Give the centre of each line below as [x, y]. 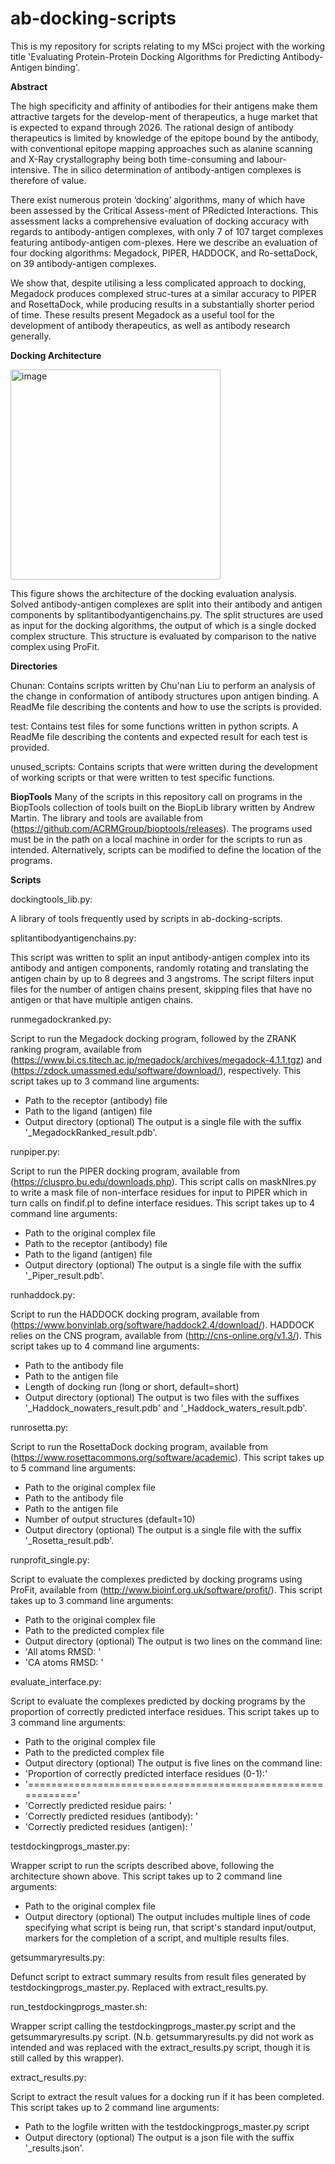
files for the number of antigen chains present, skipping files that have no [161, 989]
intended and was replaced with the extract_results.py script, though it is [160, 2047]
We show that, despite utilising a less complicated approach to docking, [158, 283]
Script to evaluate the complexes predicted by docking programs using [156, 1579]
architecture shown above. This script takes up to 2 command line [146, 1876]
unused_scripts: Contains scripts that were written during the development [164, 766]
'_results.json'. [54, 2148]
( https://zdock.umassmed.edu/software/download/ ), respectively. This [156, 1070]
